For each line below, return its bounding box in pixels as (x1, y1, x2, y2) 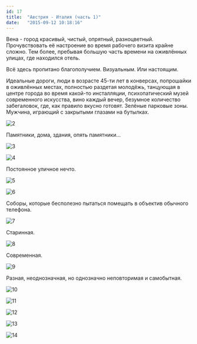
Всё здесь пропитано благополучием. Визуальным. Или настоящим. (6, 66, 179, 73)
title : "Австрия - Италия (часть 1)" (6, 14, 101, 20)
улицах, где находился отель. (6, 54, 81, 62)
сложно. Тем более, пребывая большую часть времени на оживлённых (6, 48, 187, 55)
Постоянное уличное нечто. (6, 166, 76, 173)
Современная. (6, 252, 43, 259)
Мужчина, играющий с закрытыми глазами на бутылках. (6, 108, 149, 115)
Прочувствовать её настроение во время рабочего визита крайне (6, 42, 173, 49)
